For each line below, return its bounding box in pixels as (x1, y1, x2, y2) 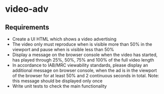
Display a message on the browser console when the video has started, (12, 52, 158, 58)
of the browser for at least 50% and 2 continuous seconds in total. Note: (12, 73, 159, 78)
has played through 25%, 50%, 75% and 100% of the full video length (12, 57, 154, 63)
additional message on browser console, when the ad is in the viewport (12, 67, 157, 73)
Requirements (5, 23, 49, 31)
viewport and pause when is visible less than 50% (12, 47, 114, 52)
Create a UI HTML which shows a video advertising (12, 36, 117, 42)
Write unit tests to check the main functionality (12, 83, 107, 89)
